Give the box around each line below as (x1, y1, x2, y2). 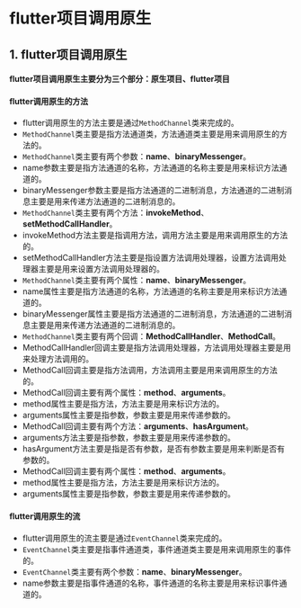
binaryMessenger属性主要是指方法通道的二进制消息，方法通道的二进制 (22, 308, 285, 319)
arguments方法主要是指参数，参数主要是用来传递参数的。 (22, 433, 236, 443)
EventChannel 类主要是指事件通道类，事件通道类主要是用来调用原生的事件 (22, 543, 292, 554)
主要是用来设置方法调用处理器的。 (38, 264, 164, 274)
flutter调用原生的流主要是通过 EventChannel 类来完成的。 (22, 532, 227, 543)
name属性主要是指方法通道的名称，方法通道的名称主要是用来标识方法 (22, 286, 280, 297)
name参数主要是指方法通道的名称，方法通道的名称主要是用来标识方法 (22, 163, 280, 174)
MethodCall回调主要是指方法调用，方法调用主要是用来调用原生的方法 (22, 365, 279, 376)
